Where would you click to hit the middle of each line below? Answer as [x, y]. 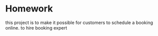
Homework [29, 9]
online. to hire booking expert [36, 27]
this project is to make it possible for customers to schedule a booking [79, 22]
